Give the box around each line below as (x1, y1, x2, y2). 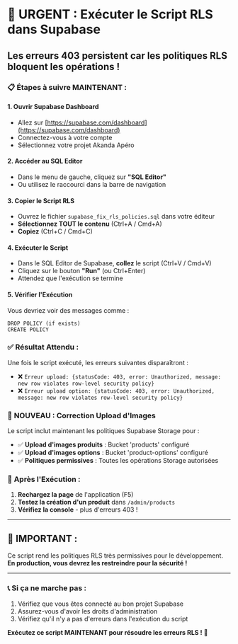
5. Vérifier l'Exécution (7, 290, 73, 299)
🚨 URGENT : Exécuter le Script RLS (7, 6, 214, 23)
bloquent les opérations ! (7, 60, 120, 73)
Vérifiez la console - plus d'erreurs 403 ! (17, 505, 138, 514)
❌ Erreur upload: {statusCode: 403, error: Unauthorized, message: (17, 372, 222, 381)
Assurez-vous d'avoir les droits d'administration (17, 606, 158, 615)
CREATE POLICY (7, 326, 50, 333)
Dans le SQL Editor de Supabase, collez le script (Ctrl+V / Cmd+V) (17, 259, 212, 268)
